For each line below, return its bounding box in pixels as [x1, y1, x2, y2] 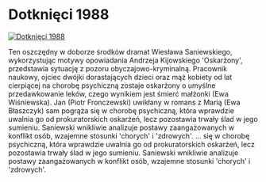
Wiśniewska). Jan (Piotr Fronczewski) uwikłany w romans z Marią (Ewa [8, 97, 241, 107]
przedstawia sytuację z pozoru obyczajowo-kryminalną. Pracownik [8, 63, 228, 73]
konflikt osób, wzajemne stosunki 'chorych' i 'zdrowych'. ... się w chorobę [8, 131, 250, 140]
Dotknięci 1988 [8, 6, 110, 24]
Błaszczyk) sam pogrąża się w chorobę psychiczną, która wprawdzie [8, 105, 234, 116]
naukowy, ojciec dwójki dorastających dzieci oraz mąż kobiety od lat [8, 72, 233, 82]
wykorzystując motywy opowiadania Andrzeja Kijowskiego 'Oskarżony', [8, 55, 244, 65]
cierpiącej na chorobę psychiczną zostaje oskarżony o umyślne [8, 81, 216, 90]
